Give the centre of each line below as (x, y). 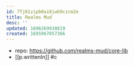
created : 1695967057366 (36, 34)
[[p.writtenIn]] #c (36, 57)
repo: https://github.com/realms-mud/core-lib (71, 51)
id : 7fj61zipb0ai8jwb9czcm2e (42, 12)
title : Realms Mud (29, 17)
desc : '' (17, 23)
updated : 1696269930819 (36, 28)
